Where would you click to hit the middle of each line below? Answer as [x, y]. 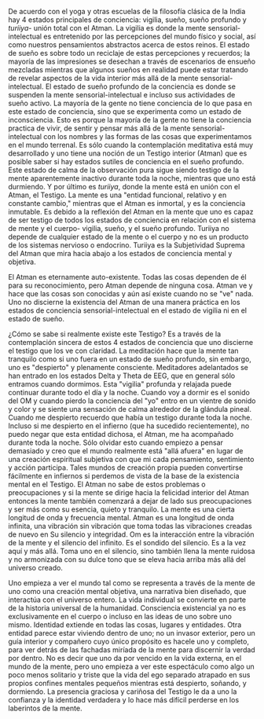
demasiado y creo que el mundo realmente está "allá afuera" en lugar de [126, 451]
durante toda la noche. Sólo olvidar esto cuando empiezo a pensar [116, 442]
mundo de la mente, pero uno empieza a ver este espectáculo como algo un [132, 666]
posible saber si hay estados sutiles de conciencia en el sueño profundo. [126, 161]
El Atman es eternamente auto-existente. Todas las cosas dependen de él [127, 277]
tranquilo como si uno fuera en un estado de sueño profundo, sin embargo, [130, 359]
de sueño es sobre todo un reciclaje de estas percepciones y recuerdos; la [129, 53]
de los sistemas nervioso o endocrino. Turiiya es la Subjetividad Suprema [126, 245]
